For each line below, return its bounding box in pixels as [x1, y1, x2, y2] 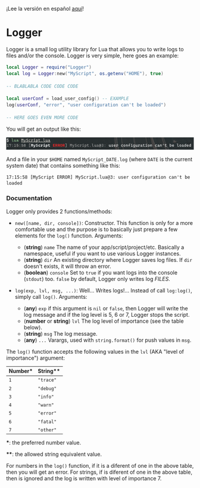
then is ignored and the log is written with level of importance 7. [6, 475, 162, 482]
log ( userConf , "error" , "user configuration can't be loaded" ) [6, 102, 167, 108]
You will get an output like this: [6, 125, 82, 132]
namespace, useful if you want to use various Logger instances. [23, 250, 181, 257]
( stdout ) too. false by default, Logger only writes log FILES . [23, 275, 171, 282]
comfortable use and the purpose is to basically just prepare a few [14, 226, 178, 233]
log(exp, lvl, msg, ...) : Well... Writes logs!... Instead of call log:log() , [14, 286, 192, 294]
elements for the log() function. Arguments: [14, 232, 123, 239]
